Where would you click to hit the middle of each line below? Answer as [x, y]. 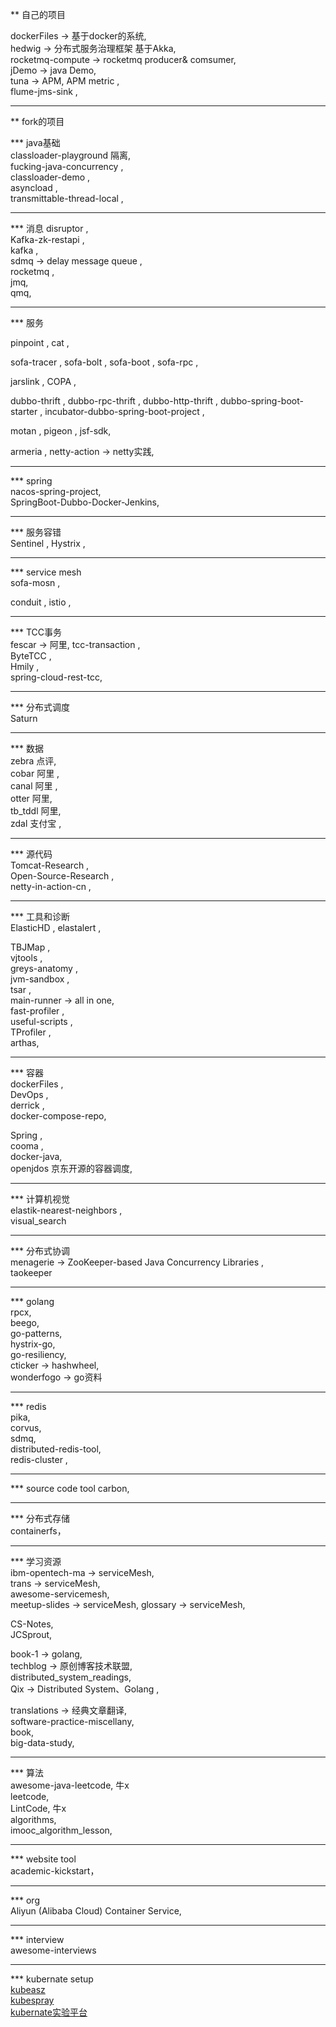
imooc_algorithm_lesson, [61, 1830]
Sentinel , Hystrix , [48, 543]
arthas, [25, 1042]
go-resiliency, [38, 1354]
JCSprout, [31, 1634]
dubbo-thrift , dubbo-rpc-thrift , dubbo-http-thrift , [114, 401]
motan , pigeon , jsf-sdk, [61, 431]
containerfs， [38, 1531]
